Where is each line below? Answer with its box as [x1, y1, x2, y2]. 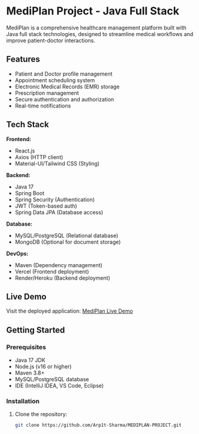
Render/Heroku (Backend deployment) [14, 274, 111, 282]
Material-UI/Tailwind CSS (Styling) [14, 160, 100, 167]
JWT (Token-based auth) [14, 202, 77, 209]
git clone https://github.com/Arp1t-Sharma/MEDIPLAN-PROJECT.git [14, 422, 182, 429]
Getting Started [6, 325, 65, 335]
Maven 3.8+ [14, 369, 45, 376]
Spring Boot [14, 189, 45, 196]
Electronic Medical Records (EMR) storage [14, 83, 120, 90]
